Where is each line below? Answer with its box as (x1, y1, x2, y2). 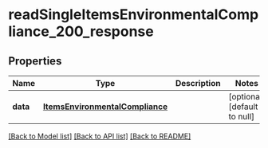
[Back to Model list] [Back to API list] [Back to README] (8, 131, 191, 141)
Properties (8, 54, 62, 68)
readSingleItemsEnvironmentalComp (8, 6, 259, 24)
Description (175, 78, 221, 88)
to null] (228, 111, 255, 122)
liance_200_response (8, 22, 154, 41)
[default (228, 101, 258, 112)
